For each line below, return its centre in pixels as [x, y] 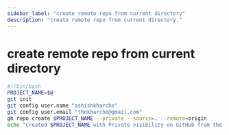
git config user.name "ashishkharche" [62, 106]
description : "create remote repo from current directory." [95, 20]
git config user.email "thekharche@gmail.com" [75, 112]
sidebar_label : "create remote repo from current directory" [96, 13]
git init [20, 99]
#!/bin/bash [24, 86]
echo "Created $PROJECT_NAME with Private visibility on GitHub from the [115, 125]
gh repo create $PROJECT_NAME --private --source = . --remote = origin [107, 118]
